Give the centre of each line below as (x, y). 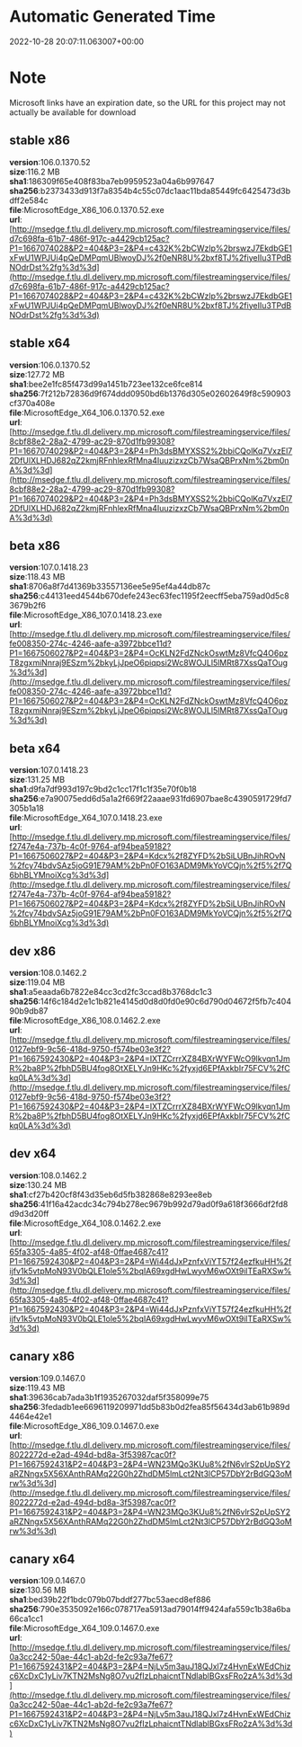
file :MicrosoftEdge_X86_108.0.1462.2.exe (85, 1020)
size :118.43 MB (37, 577)
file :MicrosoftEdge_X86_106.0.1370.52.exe (87, 209)
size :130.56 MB (38, 1590)
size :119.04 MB (37, 982)
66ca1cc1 (26, 1618)
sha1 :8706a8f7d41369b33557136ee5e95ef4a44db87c (110, 587)
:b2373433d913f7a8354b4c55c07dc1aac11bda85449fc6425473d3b (164, 191)
